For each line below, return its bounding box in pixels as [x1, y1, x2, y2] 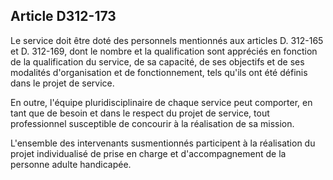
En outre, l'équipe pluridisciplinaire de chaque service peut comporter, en [10, 96, 313, 108]
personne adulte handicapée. [10, 158, 132, 170]
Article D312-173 [10, 8, 117, 25]
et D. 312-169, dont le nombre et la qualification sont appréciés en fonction [10, 45, 318, 57]
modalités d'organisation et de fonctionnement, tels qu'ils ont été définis [10, 66, 308, 78]
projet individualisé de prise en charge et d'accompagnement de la [10, 147, 287, 159]
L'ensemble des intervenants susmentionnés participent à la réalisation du [10, 137, 316, 149]
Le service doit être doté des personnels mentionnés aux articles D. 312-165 [10, 34, 324, 46]
